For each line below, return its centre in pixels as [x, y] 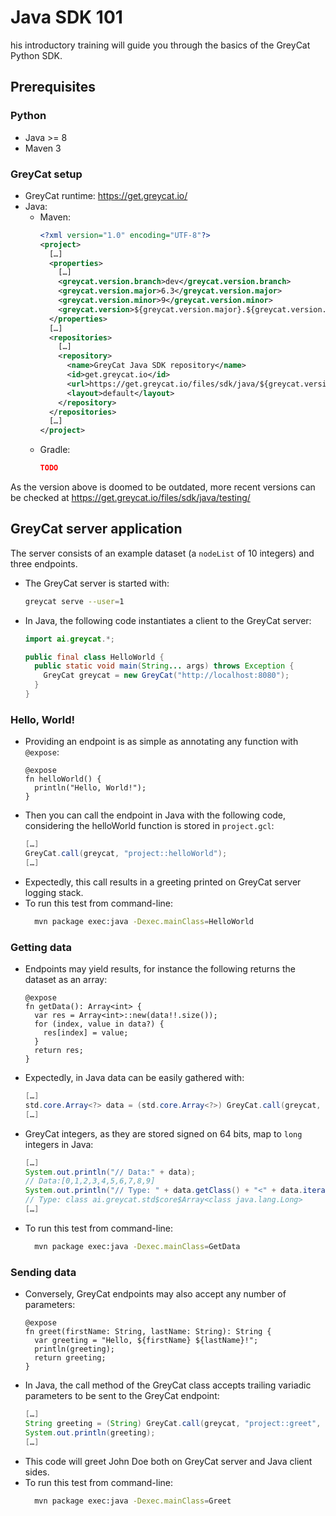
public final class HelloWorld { [94, 657]
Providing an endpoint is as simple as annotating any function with [161, 742]
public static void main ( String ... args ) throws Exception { [164, 666]
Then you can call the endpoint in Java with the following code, [155, 815]
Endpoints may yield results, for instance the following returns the [160, 969]
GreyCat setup [46, 174]
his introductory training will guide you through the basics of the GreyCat [160, 45]
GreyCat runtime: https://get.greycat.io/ [106, 195]
